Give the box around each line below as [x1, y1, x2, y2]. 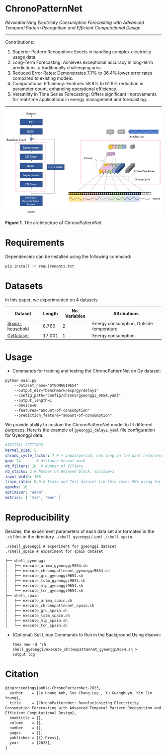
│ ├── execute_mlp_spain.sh [5, 618, 68, 623]
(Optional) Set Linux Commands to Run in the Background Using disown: [12, 631, 161, 637]
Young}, [5, 695, 21, 700]
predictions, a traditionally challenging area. [12, 64, 102, 70]
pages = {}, [9, 730, 43, 735]
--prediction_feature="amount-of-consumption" [14, 413, 112, 418]
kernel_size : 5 [5, 448, 37, 453]
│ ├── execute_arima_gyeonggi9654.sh [5, 563, 88, 568]
